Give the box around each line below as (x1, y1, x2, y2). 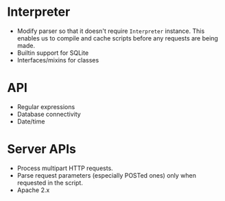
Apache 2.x (16, 186, 50, 194)
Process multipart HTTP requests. (16, 164, 113, 172)
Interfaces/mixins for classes (16, 56, 99, 64)
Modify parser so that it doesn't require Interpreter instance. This (16, 27, 205, 35)
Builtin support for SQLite (16, 49, 89, 57)
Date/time (16, 117, 45, 126)
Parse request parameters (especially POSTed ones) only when (16, 171, 197, 179)
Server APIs (7, 141, 77, 157)
